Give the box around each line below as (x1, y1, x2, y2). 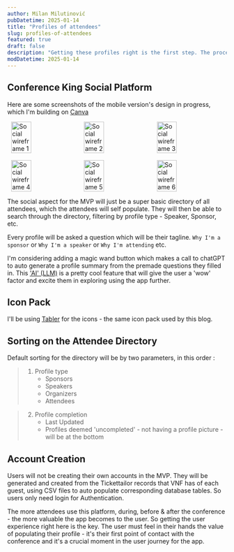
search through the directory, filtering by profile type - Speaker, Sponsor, (7, 212, 217, 220)
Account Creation (7, 453, 86, 465)
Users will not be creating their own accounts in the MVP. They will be (7, 472, 208, 479)
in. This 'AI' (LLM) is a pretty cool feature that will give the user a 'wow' (7, 268, 211, 277)
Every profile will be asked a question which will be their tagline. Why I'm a (7, 233, 221, 241)
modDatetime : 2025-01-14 (7, 56, 79, 63)
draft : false (7, 43, 45, 50)
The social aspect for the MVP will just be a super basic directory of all (7, 197, 210, 205)
